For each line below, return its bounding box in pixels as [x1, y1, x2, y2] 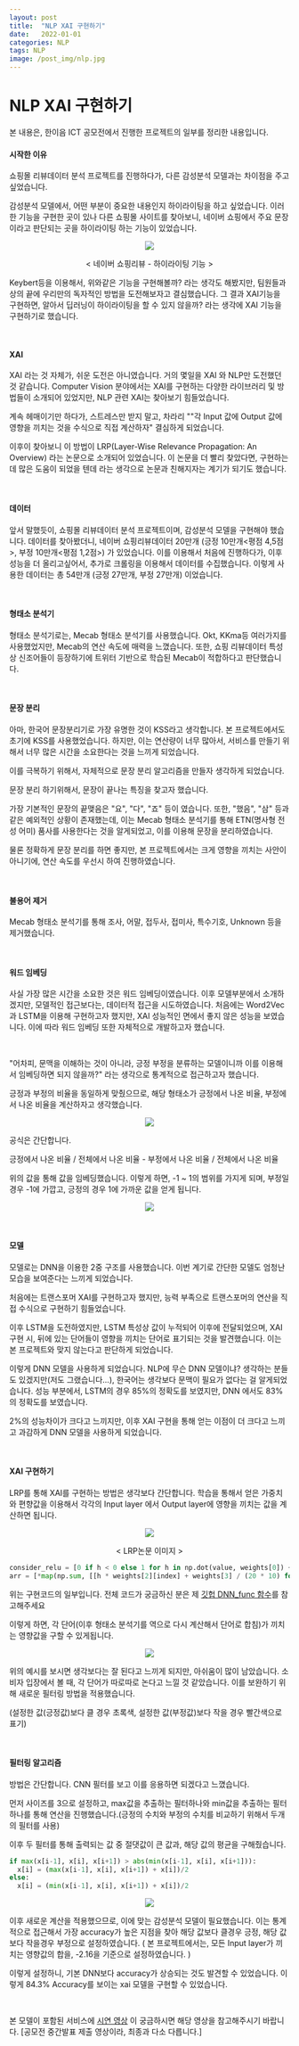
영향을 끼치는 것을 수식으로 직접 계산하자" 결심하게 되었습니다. [9, 423, 224, 433]
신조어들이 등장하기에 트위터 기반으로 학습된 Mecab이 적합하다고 [18, 652, 244, 662]
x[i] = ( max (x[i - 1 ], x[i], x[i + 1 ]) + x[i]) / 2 [17, 1865, 190, 1874]
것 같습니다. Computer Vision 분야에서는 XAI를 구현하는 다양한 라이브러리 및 [9, 381, 276, 392]
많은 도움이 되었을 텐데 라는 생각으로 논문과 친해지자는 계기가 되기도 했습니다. [18, 464, 287, 474]
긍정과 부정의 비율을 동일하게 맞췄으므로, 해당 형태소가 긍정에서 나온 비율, [9, 1089, 263, 1099]
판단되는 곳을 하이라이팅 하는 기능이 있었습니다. [32, 223, 198, 234]
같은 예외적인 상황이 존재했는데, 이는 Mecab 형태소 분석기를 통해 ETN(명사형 [9, 814, 276, 825]
